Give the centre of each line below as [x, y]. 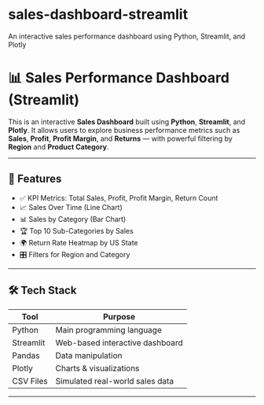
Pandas [26, 355]
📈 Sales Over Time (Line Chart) [71, 207]
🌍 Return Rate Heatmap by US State [79, 242]
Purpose [119, 316]
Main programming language [109, 330]
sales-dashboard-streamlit [98, 15]
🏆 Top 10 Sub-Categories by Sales [76, 230]
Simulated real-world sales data [115, 381]
